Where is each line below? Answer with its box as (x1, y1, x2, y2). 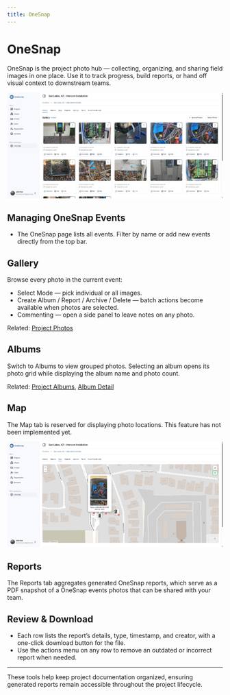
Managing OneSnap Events (7, 212, 126, 223)
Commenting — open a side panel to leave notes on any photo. (16, 310, 195, 319)
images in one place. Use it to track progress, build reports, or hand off (7, 71, 207, 80)
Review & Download (7, 613, 94, 625)
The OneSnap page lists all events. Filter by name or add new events (16, 230, 211, 239)
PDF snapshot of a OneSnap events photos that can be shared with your (7, 586, 211, 594)
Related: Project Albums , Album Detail (7, 382, 114, 391)
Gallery (7, 257, 39, 269)
